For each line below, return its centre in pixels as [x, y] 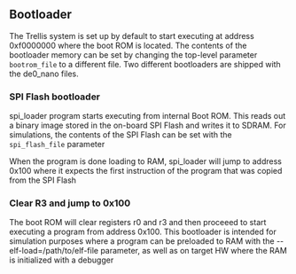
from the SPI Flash [43, 180]
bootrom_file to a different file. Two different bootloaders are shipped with [145, 64]
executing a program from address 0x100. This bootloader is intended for [143, 232]
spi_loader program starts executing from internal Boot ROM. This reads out [148, 116]
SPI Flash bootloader [55, 97]
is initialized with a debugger [62, 260]
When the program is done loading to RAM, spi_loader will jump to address [145, 161]
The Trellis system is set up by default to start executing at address [132, 35]
